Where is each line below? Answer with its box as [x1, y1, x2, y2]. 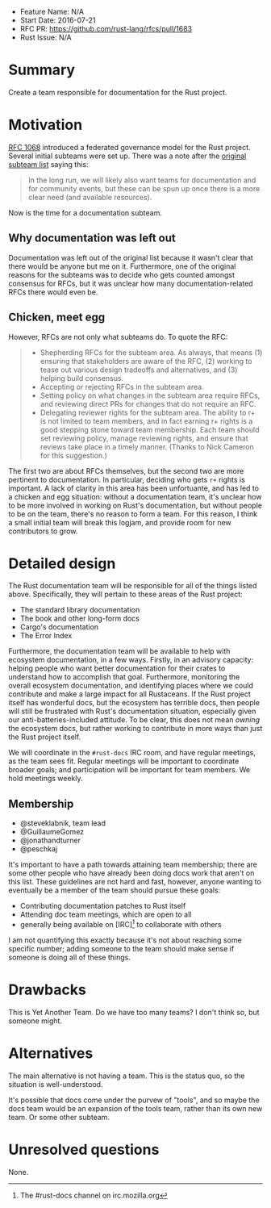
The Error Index [19, 631, 73, 641]
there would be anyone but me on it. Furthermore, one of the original [8, 261, 236, 271]
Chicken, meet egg [8, 311, 106, 324]
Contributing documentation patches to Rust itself [19, 901, 186, 911]
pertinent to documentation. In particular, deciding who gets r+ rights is [8, 474, 246, 484]
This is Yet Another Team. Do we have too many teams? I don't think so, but [8, 1007, 260, 1017]
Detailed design [8, 554, 116, 572]
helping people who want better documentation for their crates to [8, 663, 226, 673]
